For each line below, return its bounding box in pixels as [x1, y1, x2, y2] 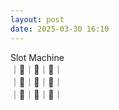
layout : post [10, 14, 65, 25]
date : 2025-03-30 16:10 [10, 24, 110, 34]
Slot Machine [10, 51, 65, 63]
